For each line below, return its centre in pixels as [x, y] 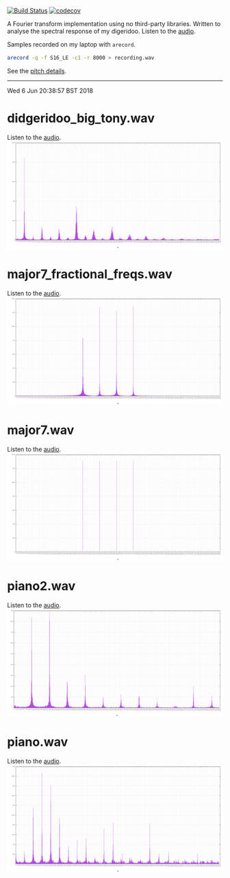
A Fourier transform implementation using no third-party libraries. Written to [114, 24]
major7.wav [41, 430]
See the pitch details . [37, 71]
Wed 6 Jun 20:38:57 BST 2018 [50, 90]
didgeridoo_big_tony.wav [81, 118]
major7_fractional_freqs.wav [90, 274]
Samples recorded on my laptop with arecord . [71, 44]
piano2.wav [41, 586]
